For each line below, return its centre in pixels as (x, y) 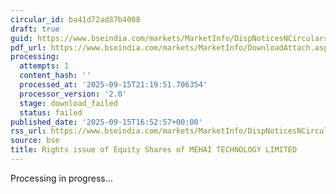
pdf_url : (28, 47)
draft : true (35, 29)
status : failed (51, 112)
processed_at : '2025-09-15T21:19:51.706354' (113, 85)
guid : (21, 38)
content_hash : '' (55, 76)
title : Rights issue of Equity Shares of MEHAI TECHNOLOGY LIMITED (154, 150)
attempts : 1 (44, 66)
